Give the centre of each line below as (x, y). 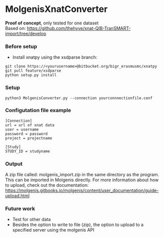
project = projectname (29, 138)
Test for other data (31, 220)
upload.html (17, 196)
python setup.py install (31, 75)
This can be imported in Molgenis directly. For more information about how (82, 180)
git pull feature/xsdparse (33, 71)
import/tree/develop (26, 33)
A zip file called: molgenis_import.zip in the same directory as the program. (82, 175)
